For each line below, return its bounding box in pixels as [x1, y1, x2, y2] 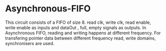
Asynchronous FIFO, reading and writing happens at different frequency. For [5, 30, 161, 36]
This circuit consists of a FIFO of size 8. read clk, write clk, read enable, [5, 19, 151, 25]
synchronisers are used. [5, 40, 55, 46]
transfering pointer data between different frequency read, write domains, [5, 35, 156, 41]
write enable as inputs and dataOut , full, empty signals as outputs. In [5, 24, 146, 30]
